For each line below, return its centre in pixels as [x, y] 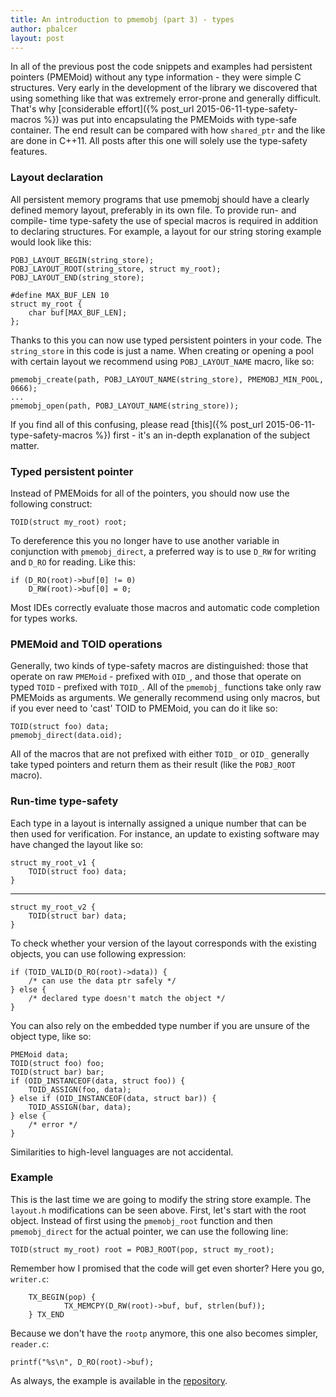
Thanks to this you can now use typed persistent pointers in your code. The [166, 340]
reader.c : [30, 1343]
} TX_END [46, 1314]
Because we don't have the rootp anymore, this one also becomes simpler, [164, 1333]
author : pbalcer [44, 29]
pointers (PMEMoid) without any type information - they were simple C [156, 77]
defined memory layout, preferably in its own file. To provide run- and [153, 210]
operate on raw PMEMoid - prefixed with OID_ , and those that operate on [156, 677]
